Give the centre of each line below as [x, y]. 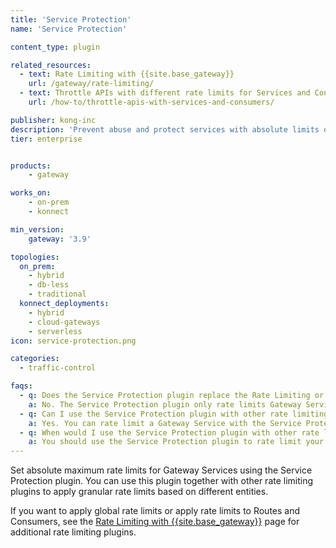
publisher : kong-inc [53, 120]
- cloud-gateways [64, 322]
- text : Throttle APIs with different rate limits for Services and [165, 93]
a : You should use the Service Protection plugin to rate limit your [176, 442]
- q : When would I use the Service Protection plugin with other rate [169, 432]
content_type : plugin [55, 47]
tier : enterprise [46, 139]
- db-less [49, 285]
